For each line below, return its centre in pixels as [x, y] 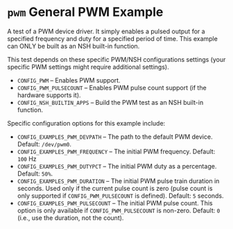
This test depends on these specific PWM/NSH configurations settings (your [116, 59]
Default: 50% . [35, 173]
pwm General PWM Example [85, 12]
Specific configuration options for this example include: [86, 123]
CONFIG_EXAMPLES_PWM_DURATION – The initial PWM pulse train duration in [118, 180]
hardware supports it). [49, 95]
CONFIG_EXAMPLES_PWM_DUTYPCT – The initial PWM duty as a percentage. [117, 166]
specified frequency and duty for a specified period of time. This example [113, 38]
